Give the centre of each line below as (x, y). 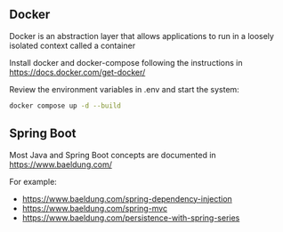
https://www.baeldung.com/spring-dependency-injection (127, 198)
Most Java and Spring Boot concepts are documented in (113, 155)
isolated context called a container (73, 45)
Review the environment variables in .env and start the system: (125, 89)
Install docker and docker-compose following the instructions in (126, 62)
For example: (33, 181)
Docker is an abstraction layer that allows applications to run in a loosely (141, 36)
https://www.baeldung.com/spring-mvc (94, 208)
